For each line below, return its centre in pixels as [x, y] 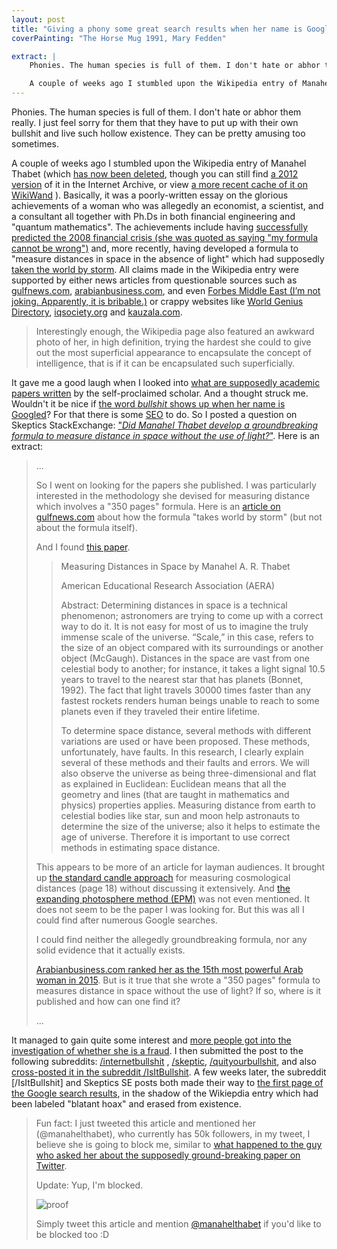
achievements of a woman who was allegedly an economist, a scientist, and [167, 205]
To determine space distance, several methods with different [186, 730]
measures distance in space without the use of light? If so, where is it [178, 990]
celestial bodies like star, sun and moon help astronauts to [180, 815]
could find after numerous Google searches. [126, 920]
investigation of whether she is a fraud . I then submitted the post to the [157, 1050]
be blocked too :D [72, 1234]
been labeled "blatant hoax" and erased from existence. [126, 1104]
